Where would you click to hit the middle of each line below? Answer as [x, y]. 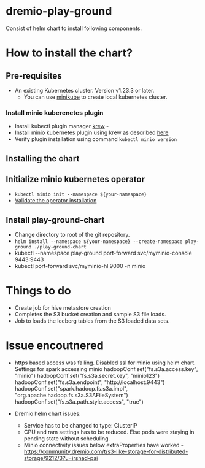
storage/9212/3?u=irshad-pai [61, 458]
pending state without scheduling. [67, 439]
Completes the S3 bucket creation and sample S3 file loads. [90, 315]
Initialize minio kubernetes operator [75, 179]
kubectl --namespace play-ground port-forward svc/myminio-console [103, 253]
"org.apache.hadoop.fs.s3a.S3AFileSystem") [71, 395]
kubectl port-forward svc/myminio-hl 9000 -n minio [80, 266]
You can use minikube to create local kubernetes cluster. [95, 97]
